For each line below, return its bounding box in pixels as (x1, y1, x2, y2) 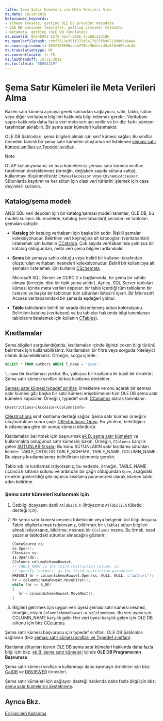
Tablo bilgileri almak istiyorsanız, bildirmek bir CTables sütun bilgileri (12, 522, 148, 528)
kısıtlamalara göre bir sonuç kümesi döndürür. (5, 424, 97, 430)
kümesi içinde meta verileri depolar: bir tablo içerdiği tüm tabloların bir (12, 285, 152, 291)
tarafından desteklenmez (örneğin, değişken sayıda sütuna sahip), (5, 168, 137, 174)
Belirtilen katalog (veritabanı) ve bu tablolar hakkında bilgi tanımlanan (12, 309, 150, 316)
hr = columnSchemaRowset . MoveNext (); (18, 591, 95, 596)
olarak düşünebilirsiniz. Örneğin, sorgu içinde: (5, 352, 97, 358)
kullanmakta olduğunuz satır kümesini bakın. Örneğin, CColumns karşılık (5, 438, 147, 445)
